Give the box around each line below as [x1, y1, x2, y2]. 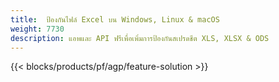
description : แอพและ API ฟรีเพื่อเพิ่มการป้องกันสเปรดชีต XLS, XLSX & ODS [10, 33, 270, 43]
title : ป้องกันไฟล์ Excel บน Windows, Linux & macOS [10, 14, 220, 25]
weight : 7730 [10, 24, 65, 34]
